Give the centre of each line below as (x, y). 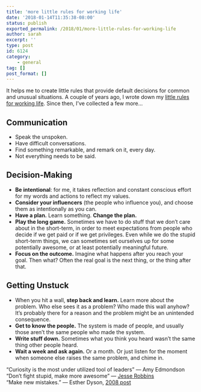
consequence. (33, 319)
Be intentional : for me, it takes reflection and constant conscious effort (103, 189)
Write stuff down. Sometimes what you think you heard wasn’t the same (105, 338)
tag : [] (16, 68)
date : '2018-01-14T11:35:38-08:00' (51, 17)
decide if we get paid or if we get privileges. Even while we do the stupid (105, 234)
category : (19, 57)
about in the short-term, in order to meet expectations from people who (104, 228)
